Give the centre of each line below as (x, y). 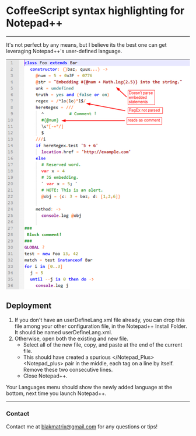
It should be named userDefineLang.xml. (63, 332)
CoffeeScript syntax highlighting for (95, 11)
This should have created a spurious (67, 357)
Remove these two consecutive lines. (68, 369)
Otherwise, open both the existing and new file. (71, 338)
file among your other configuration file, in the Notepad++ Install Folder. (101, 326)
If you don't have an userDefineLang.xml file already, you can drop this (99, 320)
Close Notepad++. (45, 376)
